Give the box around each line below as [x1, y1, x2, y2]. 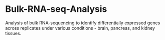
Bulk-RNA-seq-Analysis [5, 3, 107, 15]
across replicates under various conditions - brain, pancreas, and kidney [5, 25, 155, 31]
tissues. [5, 30, 22, 36]
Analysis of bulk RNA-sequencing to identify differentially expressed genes [5, 20, 160, 26]
